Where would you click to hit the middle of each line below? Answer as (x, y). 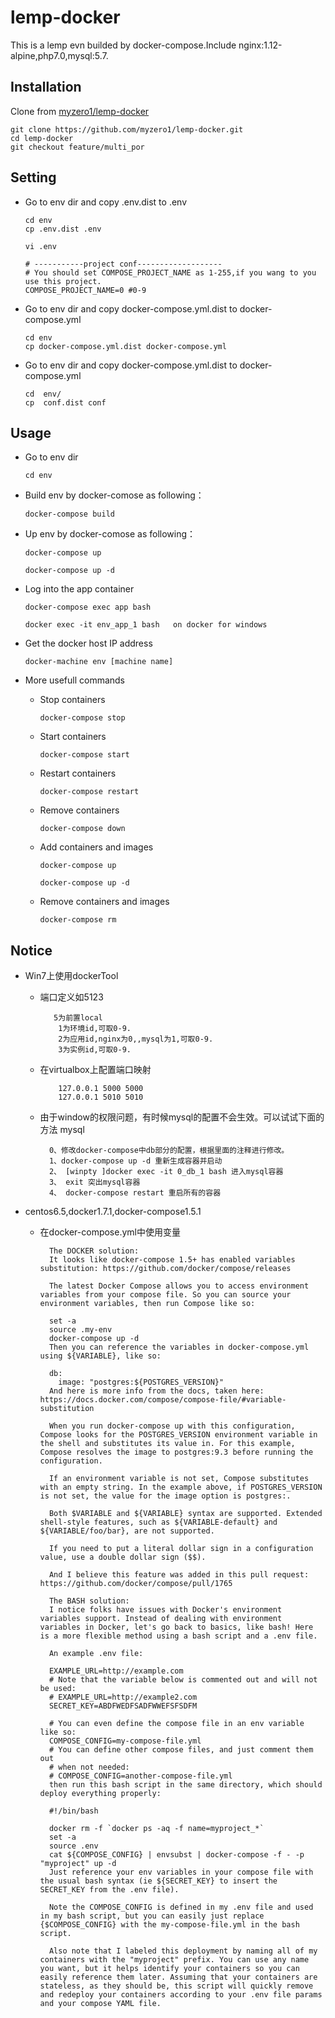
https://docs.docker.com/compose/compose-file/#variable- (163, 1400)
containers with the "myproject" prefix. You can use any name (174, 1960)
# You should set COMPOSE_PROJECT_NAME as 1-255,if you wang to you (170, 272)
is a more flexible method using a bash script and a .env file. (178, 1636)
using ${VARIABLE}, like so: (100, 1356)
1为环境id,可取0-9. (95, 1029)
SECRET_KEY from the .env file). (109, 1890)
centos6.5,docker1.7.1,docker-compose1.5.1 (113, 1212)
